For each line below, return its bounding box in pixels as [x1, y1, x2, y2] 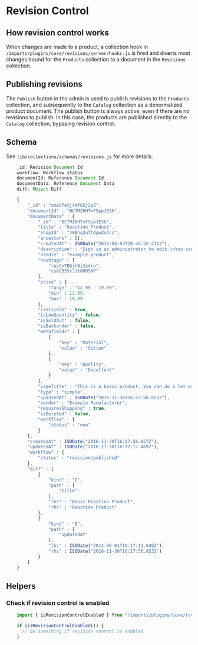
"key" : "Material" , [58, 340, 110, 346]
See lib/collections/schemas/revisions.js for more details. [6, 152, 153, 160]
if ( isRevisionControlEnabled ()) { [16, 623, 104, 629]
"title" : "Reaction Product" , [37, 224, 115, 230]
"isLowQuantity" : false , [37, 312, 101, 318]
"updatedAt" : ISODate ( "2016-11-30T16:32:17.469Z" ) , [27, 444, 160, 450]
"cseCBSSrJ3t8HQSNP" [48, 268, 99, 274]
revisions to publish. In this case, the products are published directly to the [6, 113, 187, 120]
